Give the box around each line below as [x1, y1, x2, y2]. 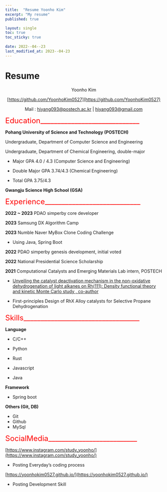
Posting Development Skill [12, 481, 66, 487]
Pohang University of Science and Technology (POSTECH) [5, 129, 129, 135]
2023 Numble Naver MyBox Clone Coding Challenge [5, 229, 114, 235]
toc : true [5, 30, 26, 35]
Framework [5, 384, 29, 390]
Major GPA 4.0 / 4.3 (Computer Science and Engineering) [12, 158, 131, 164]
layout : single [5, 25, 37, 30]
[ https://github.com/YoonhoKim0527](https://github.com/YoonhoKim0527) [6, 96, 161, 102]
